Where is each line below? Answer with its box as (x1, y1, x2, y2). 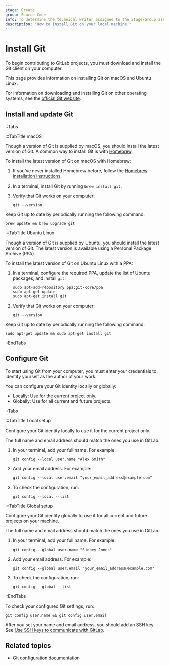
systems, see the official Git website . (5, 95, 81, 101)
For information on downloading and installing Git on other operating (5, 90, 147, 96)
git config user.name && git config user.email (5, 613, 107, 618)
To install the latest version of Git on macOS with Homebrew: (5, 158, 131, 164)
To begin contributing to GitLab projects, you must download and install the (5, 60, 161, 66)
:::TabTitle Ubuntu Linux (5, 230, 54, 236)
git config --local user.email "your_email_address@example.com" (12, 475, 152, 480)
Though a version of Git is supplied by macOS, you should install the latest (5, 143, 159, 149)
